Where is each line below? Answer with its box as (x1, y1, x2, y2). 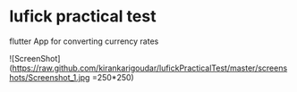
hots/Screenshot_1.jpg (9, 71, 90, 82)
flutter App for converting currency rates (9, 36, 159, 46)
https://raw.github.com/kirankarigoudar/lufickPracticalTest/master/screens (12, 63, 288, 73)
